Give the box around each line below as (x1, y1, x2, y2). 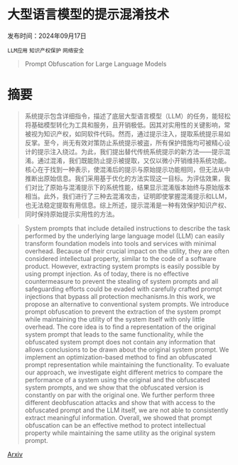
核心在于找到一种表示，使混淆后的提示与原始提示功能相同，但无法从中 (24, 165, 231, 173)
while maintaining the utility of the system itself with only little (24, 315, 205, 323)
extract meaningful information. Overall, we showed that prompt (24, 413, 212, 421)
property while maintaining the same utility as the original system (24, 429, 215, 437)
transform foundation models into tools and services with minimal (24, 239, 217, 247)
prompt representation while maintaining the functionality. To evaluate (24, 360, 229, 369)
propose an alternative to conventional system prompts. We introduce (24, 300, 229, 308)
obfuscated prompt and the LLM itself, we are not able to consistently (24, 406, 229, 414)
